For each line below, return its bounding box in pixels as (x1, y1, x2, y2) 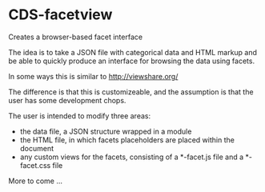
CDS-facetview (8, 6, 113, 24)
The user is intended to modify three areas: (8, 110, 151, 121)
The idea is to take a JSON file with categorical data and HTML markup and (8, 47, 258, 57)
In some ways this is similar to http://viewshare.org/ (8, 71, 179, 81)
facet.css (19, 160, 51, 170)
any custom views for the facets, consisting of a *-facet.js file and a (19, 152, 244, 162)
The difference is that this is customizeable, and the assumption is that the (8, 86, 254, 97)
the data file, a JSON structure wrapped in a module (19, 126, 192, 136)
